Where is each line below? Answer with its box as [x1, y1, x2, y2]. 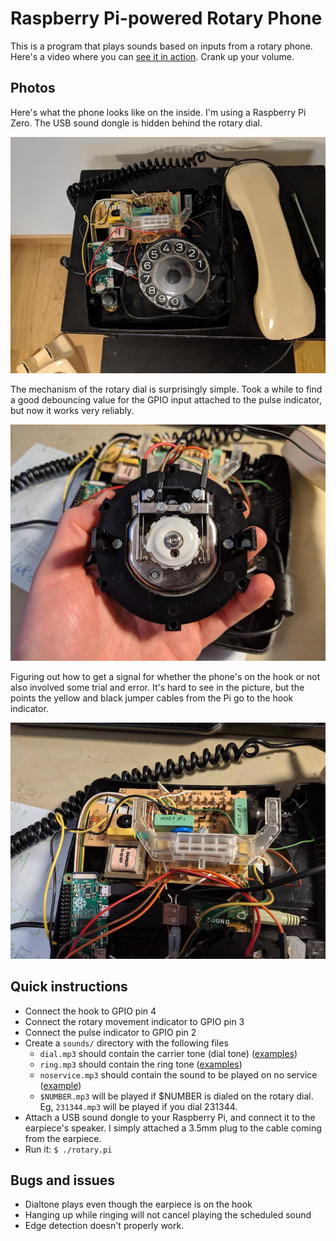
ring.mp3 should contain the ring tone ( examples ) [39, 1058, 243, 1070]
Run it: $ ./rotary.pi [24, 1143, 113, 1155]
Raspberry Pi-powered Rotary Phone [10, 7, 323, 30]
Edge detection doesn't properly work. [24, 1220, 185, 1232]
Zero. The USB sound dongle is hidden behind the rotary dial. [10, 117, 263, 129]
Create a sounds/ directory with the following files [24, 1037, 229, 1049]
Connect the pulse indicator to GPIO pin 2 [24, 1026, 197, 1038]
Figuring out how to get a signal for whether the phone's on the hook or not [10, 670, 321, 682]
